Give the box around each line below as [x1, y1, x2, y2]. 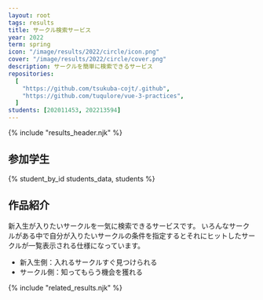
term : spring [8, 41, 51, 49]
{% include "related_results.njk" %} [8, 283, 123, 292]
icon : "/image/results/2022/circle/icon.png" [8, 48, 159, 56]
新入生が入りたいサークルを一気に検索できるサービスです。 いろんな [8, 221, 229, 230]
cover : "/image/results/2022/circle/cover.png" [8, 56, 167, 64]
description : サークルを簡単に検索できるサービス [8, 63, 153, 71]
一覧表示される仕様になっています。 [28, 240, 145, 250]
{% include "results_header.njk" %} [8, 128, 123, 137]
